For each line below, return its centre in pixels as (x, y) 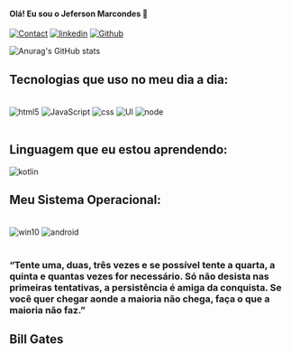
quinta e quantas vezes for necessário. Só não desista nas (139, 276)
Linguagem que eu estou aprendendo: (118, 150)
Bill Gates (36, 339)
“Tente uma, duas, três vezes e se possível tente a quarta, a (142, 265)
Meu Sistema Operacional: (85, 200)
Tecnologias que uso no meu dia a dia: (119, 79)
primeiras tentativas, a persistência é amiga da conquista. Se (145, 287)
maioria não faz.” (47, 310)
